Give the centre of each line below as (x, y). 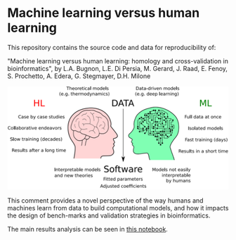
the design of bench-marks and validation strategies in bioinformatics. (109, 215)
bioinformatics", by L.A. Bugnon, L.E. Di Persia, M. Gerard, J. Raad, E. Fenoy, (118, 68)
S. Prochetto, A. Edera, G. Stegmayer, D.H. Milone (79, 76)
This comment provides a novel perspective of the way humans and (105, 201)
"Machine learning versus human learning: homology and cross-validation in (118, 61)
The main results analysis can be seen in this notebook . (88, 229)
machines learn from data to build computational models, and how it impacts (118, 208)
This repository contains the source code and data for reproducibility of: (112, 47)
